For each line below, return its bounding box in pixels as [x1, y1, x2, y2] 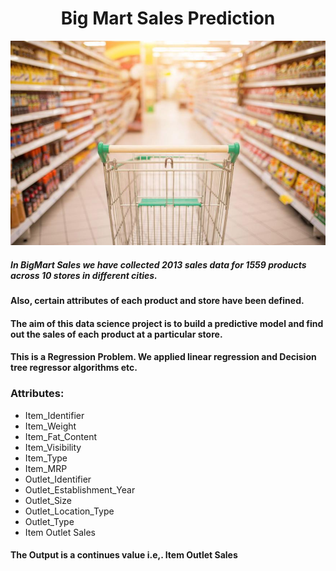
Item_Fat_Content [24, 430, 98, 442]
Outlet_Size [24, 494, 72, 506]
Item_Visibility [24, 441, 82, 453]
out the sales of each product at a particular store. [10, 328, 223, 340]
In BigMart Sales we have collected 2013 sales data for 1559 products [10, 258, 307, 271]
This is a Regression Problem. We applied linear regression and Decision [10, 351, 317, 363]
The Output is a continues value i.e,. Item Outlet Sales [10, 549, 238, 561]
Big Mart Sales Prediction [60, 7, 276, 30]
